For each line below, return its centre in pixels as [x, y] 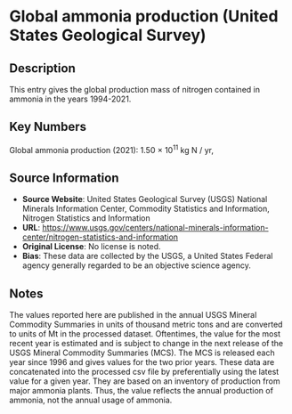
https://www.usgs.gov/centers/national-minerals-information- [155, 228]
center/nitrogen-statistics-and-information [100, 237]
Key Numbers [48, 127]
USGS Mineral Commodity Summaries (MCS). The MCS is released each [142, 353]
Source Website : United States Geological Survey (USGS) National [145, 199]
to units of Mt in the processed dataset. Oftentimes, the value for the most [145, 334]
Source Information [64, 178]
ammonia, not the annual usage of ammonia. [91, 400]
